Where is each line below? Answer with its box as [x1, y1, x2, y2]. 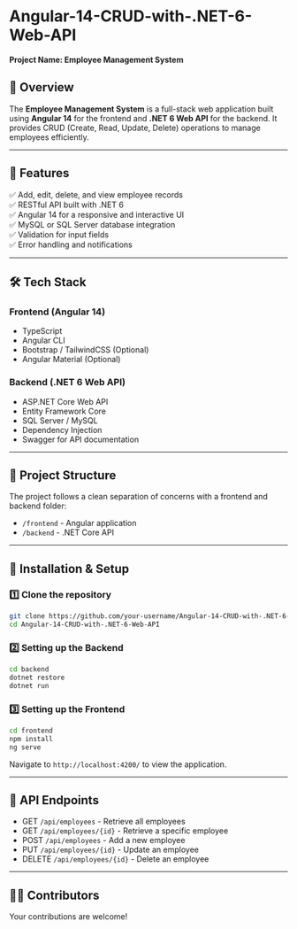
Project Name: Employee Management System [9, 54, 184, 65]
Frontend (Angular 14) [9, 306, 106, 318]
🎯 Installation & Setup [9, 561, 130, 577]
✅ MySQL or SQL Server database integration [9, 219, 176, 229]
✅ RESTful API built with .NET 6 [9, 199, 124, 210]
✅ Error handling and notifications [9, 239, 133, 250]
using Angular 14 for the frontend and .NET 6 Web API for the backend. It [9, 112, 278, 123]
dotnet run [9, 681, 49, 690]
